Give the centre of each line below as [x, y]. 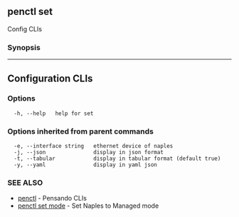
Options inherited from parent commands [81, 131]
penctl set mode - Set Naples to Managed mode [88, 206]
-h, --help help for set [54, 113]
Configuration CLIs [50, 78]
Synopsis [24, 47]
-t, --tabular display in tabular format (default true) [117, 159]
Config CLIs [25, 29]
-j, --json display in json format [89, 153]
